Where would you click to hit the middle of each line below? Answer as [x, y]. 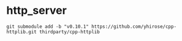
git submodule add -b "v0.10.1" [47, 27]
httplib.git [21, 32]
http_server [37, 11]
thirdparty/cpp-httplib [69, 32]
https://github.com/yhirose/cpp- [134, 27]
